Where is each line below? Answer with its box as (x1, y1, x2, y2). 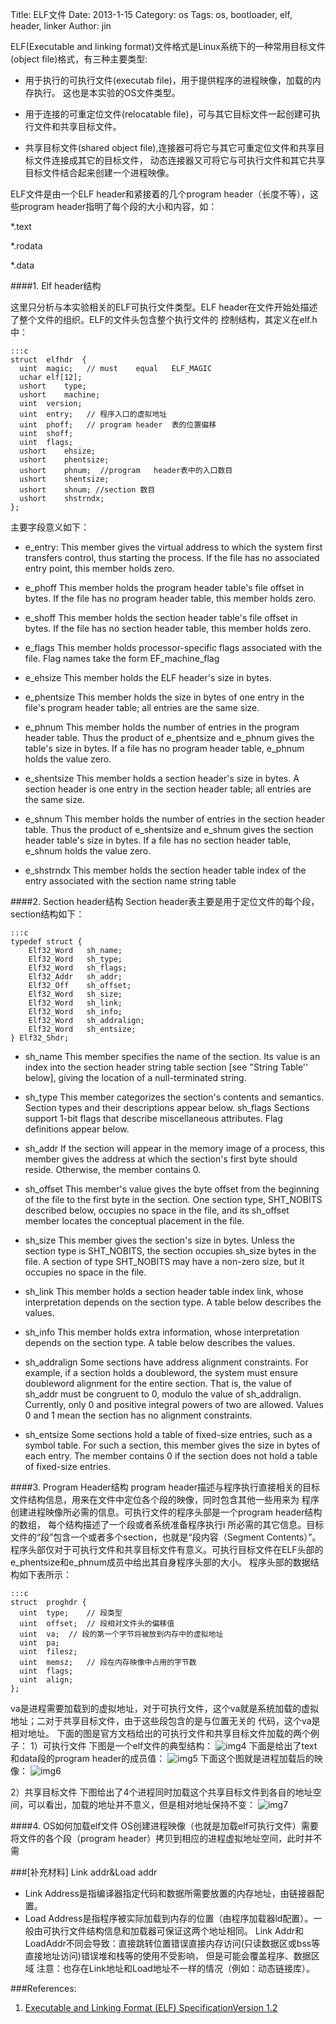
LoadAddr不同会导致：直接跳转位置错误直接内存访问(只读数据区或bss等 (24, 1938, 321, 1949)
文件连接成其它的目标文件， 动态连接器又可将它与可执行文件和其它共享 (33, 154, 326, 166)
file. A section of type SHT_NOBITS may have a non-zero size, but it (24, 1256, 305, 1267)
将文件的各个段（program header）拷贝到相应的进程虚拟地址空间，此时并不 (10, 1833, 323, 1844)
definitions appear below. (24, 1123, 130, 1135)
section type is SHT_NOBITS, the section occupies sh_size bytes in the (24, 1245, 317, 1257)
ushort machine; (19, 390, 101, 400)
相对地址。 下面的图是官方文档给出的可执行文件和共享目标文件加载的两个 (10, 1728, 311, 1739)
